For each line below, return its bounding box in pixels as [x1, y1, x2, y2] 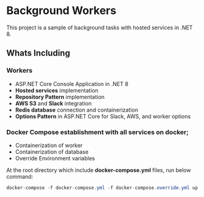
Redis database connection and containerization [15, 106, 139, 113]
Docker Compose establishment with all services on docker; [6, 127, 189, 136]
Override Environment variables [15, 154, 95, 162]
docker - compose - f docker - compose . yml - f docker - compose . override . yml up [6, 184, 199, 191]
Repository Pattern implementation [15, 93, 105, 101]
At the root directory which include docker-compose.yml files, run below [6, 166, 191, 174]
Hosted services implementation [15, 87, 99, 94]
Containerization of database [15, 148, 89, 156]
